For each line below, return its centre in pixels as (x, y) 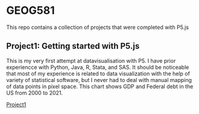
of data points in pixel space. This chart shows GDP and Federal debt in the (100, 86)
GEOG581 (31, 11)
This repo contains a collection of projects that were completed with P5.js (97, 27)
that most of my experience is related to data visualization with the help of (98, 74)
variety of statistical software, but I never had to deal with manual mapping (99, 80)
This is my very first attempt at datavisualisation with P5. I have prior (91, 60)
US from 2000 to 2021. (35, 93)
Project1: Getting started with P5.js (73, 46)
